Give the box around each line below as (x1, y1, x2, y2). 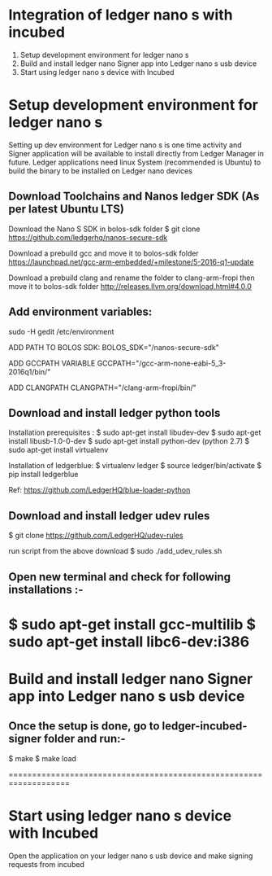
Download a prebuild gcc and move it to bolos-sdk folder (8, 248, 199, 258)
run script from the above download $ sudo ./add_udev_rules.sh (8, 546, 222, 556)
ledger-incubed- (162, 719, 248, 734)
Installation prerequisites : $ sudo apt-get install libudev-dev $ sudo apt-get (8, 427, 261, 437)
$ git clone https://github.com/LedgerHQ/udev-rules (8, 531, 183, 541)
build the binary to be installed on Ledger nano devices (8, 165, 193, 176)
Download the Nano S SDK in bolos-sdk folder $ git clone (8, 224, 201, 234)
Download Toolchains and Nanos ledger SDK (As (8, 190, 260, 204)
